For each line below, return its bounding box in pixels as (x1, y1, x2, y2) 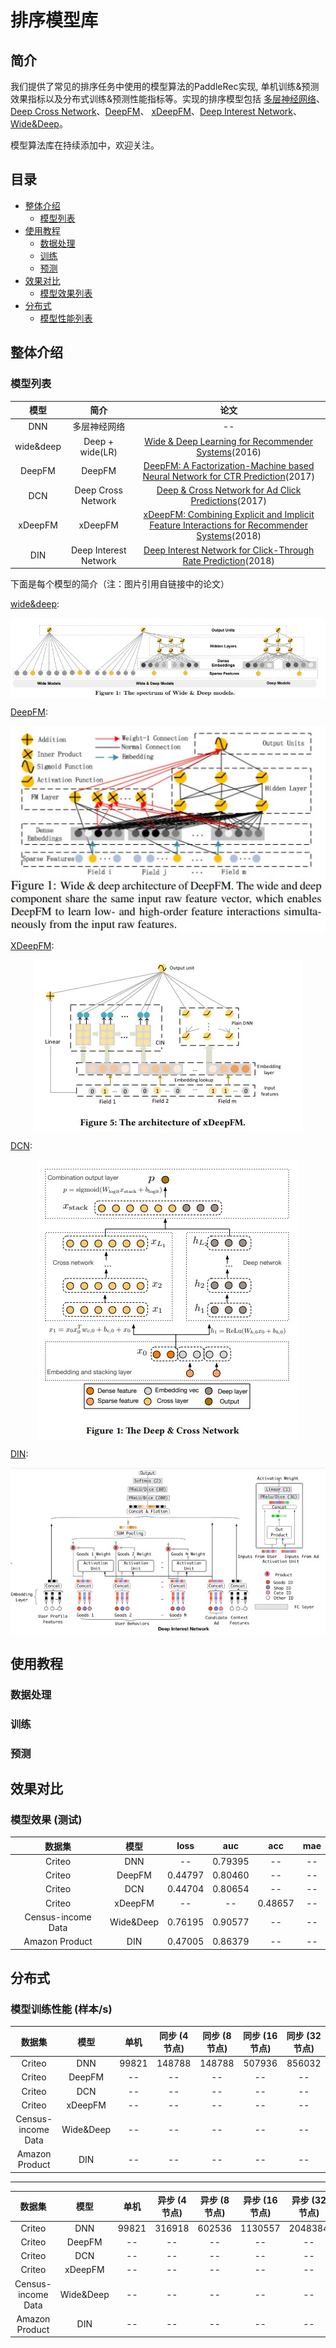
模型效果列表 (39, 287, 93, 299)
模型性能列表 (39, 312, 93, 324)
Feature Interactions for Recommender (149, 519, 309, 531)
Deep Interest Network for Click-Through (143, 544, 315, 556)
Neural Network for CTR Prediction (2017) (142, 470, 315, 482)
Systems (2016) (196, 446, 262, 458)
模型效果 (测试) (10, 1812, 83, 1826)
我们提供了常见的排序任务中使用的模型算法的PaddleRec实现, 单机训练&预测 (10, 81, 320, 92)
